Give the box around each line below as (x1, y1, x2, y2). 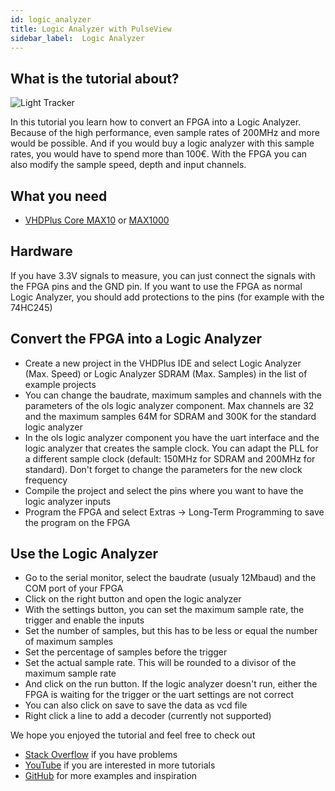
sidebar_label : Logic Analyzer (10, 33, 145, 43)
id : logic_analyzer (10, 14, 92, 25)
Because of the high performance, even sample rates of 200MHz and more (10, 127, 320, 139)
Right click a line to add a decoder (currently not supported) (24, 710, 272, 722)
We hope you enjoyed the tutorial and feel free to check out (10, 729, 256, 741)
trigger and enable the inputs (24, 614, 145, 626)
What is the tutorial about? (10, 70, 180, 87)
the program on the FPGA (24, 516, 131, 528)
